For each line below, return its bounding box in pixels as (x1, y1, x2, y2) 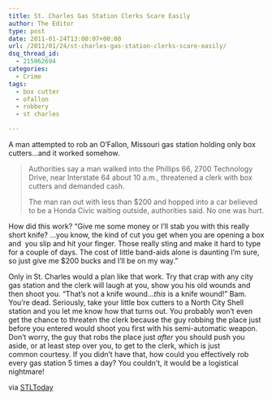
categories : (8, 65, 49, 73)
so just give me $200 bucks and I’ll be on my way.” (8, 256, 179, 265)
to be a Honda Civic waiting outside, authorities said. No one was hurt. (28, 206, 265, 215)
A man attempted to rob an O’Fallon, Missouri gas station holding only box (8, 140, 256, 149)
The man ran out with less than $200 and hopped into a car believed (28, 197, 258, 207)
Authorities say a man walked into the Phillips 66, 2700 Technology (28, 164, 253, 173)
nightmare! (8, 367, 45, 376)
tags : (8, 80, 27, 88)
